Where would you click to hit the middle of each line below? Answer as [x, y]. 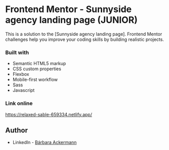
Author [16, 130]
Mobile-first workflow [35, 80]
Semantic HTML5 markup [39, 64]
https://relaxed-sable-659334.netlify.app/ [49, 114]
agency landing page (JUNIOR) [72, 20]
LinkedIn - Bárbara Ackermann [45, 142]
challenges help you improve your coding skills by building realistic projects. [85, 39]
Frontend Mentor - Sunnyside [69, 9]
